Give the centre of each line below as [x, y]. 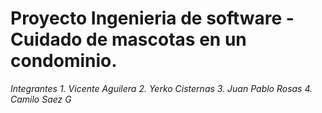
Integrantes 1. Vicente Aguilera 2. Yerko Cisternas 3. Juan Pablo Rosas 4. [161, 88]
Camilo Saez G [41, 99]
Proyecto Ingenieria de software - [152, 18]
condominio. [64, 61]
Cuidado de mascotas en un [128, 39]
